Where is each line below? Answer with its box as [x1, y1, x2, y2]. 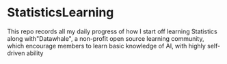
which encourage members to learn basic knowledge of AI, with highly [7, 42, 206, 50]
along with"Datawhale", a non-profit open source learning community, [7, 34, 204, 42]
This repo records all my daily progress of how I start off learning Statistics [7, 27, 217, 35]
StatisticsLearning [7, 5, 114, 20]
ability [26, 49, 44, 57]
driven [7, 49, 25, 57]
